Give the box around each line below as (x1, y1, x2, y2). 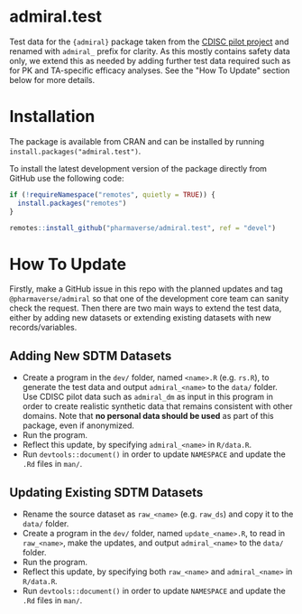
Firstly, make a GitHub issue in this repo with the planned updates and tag (9, 284, 284, 294)
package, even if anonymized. (22, 420, 135, 431)
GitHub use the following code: (9, 172, 124, 183)
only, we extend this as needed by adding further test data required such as (9, 55, 291, 66)
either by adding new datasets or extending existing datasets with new (9, 312, 272, 323)
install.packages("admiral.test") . (9, 145, 142, 156)
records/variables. (9, 322, 78, 333)
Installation (9, 107, 96, 127)
